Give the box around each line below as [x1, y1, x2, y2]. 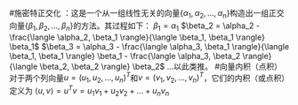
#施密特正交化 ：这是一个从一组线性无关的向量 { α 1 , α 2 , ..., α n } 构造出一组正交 [9, 8, 285, 20]
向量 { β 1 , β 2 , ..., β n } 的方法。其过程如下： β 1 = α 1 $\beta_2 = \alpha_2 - [9, 20, 261, 33]
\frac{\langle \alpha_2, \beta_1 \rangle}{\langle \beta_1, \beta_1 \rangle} [9, 32, 265, 42]
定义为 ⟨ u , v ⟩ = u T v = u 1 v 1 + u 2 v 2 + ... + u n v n [9, 84, 170, 98]
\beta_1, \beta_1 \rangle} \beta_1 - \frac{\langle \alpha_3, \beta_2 [9, 50, 241, 61]
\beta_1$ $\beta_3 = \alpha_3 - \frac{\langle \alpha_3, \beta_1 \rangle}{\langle [9, 41, 290, 51]
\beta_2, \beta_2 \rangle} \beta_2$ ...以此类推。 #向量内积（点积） [39, 61, 283, 71]
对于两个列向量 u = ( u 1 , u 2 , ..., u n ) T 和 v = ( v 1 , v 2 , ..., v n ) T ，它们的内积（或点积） [9, 71, 290, 86]
